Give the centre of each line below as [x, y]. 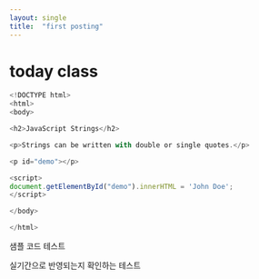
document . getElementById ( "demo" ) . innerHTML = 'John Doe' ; [121, 186]
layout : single [38, 18]
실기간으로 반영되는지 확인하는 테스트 [75, 265]
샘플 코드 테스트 [38, 246]
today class [54, 71]
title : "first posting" [56, 26]
